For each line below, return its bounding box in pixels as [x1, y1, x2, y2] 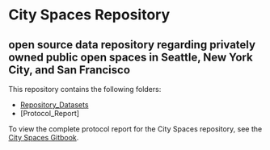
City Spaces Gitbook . [8, 133, 79, 142]
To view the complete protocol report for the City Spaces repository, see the [8, 124, 263, 134]
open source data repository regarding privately [8, 38, 256, 52]
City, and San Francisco [8, 63, 131, 77]
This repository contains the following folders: [8, 85, 162, 94]
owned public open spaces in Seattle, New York [8, 50, 253, 64]
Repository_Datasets [19, 100, 89, 110]
